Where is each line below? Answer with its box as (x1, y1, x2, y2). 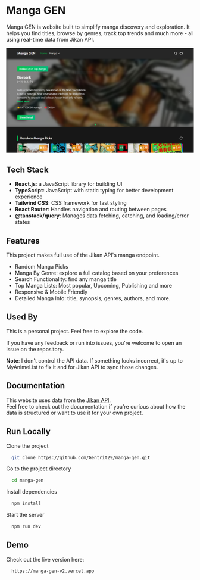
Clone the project (6, 442, 49, 450)
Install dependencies (6, 488, 58, 495)
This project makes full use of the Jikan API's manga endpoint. (6, 251, 160, 259)
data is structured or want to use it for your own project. (6, 409, 143, 416)
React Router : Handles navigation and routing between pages (14, 206, 167, 213)
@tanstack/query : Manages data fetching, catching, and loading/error (14, 212, 189, 219)
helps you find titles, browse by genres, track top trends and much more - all (6, 29, 194, 36)
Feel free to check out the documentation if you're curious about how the (6, 403, 186, 410)
